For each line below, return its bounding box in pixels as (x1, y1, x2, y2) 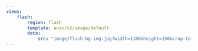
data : (27, 30, 41, 36)
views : (6, 8, 22, 15)
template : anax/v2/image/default (27, 25, 110, 31)
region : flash (27, 19, 62, 25)
